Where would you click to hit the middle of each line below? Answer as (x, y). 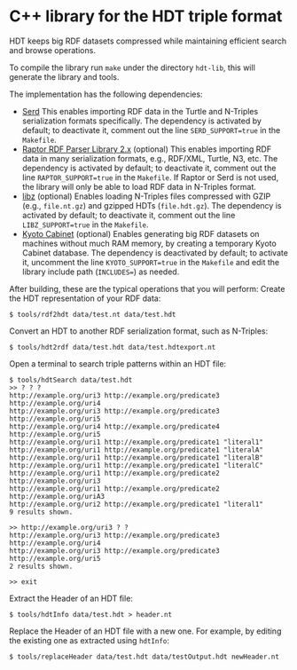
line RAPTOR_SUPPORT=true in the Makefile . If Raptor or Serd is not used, (150, 177)
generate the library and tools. (64, 76)
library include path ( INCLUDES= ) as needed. (101, 272)
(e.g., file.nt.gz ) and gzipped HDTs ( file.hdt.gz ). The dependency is (152, 205)
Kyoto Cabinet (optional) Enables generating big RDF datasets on (141, 233)
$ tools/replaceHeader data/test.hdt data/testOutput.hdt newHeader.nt (144, 657)
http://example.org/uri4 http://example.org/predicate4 (114, 426)
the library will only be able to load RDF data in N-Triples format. (139, 186)
